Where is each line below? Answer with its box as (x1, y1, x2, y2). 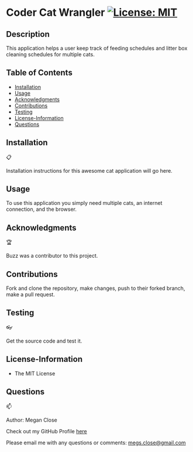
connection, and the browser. (6, 206, 77, 213)
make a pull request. (6, 291, 56, 298)
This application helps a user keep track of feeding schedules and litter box (6, 44, 188, 52)
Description (6, 29, 50, 39)
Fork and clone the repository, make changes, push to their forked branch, (6, 285, 185, 292)
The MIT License (14, 369, 56, 377)
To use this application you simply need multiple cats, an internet (6, 200, 163, 207)
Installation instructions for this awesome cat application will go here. (6, 167, 173, 174)
